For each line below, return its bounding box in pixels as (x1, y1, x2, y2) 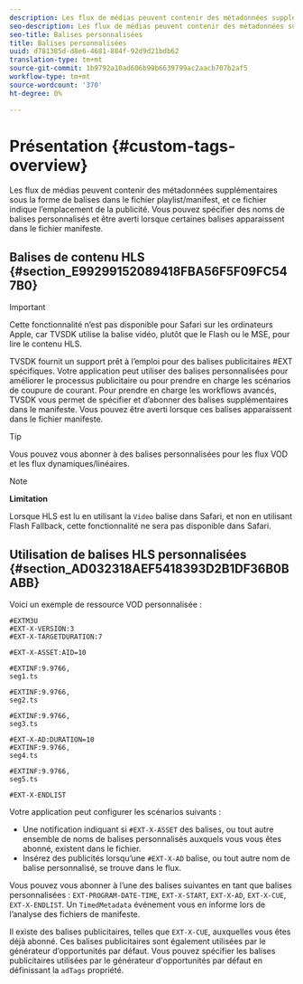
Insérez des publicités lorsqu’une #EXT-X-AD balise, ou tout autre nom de (22, 853, 290, 864)
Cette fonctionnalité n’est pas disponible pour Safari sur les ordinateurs (9, 319, 273, 330)
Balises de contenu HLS (9, 250, 145, 265)
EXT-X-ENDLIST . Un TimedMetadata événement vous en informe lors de (9, 899, 266, 910)
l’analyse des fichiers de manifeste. (9, 909, 141, 920)
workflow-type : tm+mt (9, 72, 91, 81)
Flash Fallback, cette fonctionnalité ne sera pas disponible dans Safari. (9, 521, 272, 532)
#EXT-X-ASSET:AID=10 (9, 648, 87, 658)
